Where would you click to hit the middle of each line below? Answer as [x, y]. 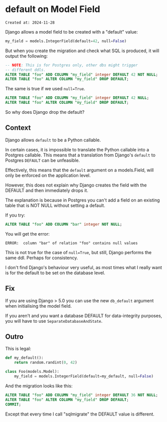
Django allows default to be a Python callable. [53, 140]
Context [18, 128]
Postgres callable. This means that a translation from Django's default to [80, 155]
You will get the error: [28, 234]
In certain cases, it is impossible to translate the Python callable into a [77, 149]
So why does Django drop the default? [45, 112]
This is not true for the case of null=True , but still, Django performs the [78, 252]
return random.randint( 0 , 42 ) [46, 363]
